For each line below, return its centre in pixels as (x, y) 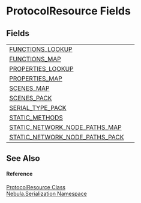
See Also (23, 158)
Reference (19, 174)
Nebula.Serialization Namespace (46, 193)
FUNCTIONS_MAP (35, 59)
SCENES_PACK (31, 98)
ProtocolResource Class (36, 187)
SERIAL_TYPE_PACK (38, 108)
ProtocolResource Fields (68, 11)
